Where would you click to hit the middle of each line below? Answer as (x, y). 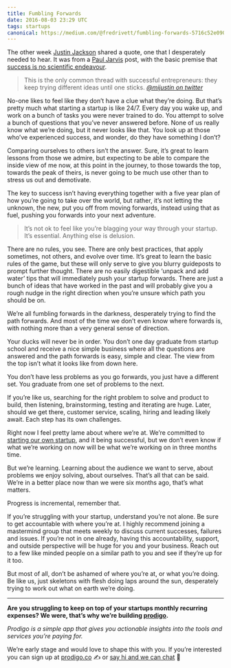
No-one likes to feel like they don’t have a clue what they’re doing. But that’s (114, 101)
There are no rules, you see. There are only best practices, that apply (105, 249)
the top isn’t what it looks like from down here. (73, 364)
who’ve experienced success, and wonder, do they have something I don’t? (114, 138)
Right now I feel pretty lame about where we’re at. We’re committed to (106, 433)
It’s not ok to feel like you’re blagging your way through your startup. (121, 228)
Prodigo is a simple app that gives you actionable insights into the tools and (115, 629)
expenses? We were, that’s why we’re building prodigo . (88, 616)
